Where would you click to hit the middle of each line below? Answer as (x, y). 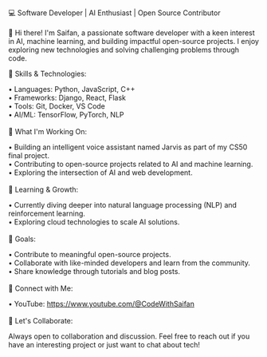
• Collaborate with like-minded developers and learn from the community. (130, 263)
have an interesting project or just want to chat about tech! (104, 345)
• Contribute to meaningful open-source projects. (90, 254)
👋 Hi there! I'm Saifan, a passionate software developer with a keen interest (132, 33)
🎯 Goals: (22, 239)
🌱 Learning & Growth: (43, 189)
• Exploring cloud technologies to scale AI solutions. (94, 222)
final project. (29, 155)
